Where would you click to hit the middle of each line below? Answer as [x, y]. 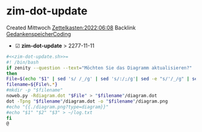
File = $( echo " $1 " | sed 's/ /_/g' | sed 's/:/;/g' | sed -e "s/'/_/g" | [98, 79]
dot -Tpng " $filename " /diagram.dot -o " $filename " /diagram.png [87, 101]
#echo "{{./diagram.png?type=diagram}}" [58, 107]
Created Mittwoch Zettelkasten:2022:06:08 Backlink [71, 28]
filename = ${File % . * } [32, 85]
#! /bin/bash [23, 62]
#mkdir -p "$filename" [35, 90]
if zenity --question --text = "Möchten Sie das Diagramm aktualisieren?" [99, 68]
